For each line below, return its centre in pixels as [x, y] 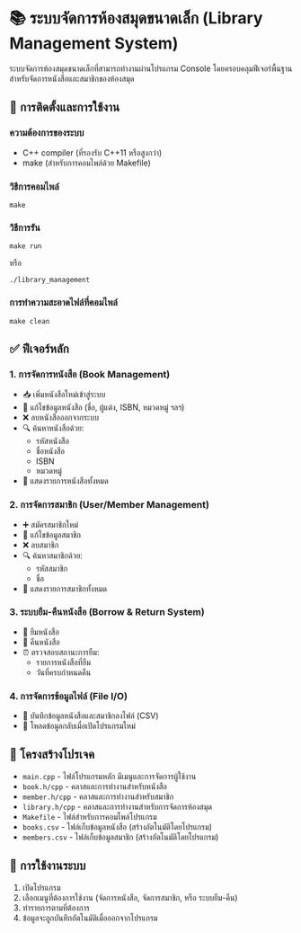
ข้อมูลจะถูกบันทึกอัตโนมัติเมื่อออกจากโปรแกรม [90, 918]
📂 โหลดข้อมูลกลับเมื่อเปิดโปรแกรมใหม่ [79, 726]
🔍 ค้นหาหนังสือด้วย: [53, 428]
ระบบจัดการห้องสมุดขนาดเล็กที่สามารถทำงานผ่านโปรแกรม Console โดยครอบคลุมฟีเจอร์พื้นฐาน [151, 68]
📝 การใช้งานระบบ [48, 866]
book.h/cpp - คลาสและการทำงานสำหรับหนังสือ [95, 786]
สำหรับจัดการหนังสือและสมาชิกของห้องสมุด [72, 78]
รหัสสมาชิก [52, 568]
